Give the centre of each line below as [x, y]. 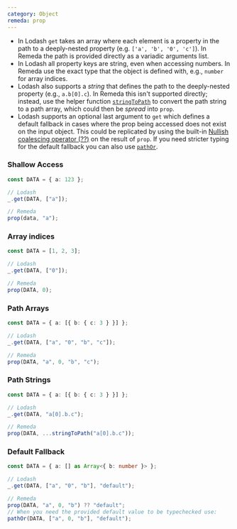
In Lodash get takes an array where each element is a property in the [118, 40]
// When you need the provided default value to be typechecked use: [112, 512]
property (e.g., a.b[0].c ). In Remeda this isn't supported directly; [112, 94]
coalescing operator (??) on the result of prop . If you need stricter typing [123, 138]
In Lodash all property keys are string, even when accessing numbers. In [124, 63]
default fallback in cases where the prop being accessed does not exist [122, 124]
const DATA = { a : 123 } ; [45, 179]
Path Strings [29, 380]
